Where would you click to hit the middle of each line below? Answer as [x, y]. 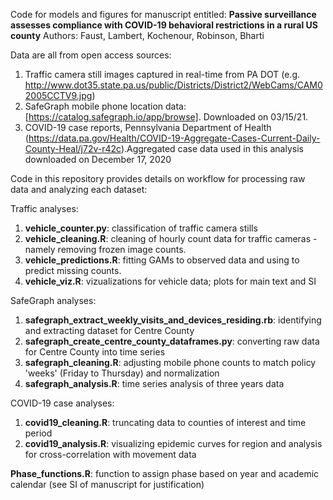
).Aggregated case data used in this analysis [212, 148]
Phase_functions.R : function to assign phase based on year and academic [165, 473]
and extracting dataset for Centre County [109, 330]
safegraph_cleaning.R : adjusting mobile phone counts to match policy [170, 362]
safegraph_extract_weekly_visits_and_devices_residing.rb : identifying [173, 320]
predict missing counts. [73, 270]
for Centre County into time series [95, 352]
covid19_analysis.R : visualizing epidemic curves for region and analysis [173, 443]
